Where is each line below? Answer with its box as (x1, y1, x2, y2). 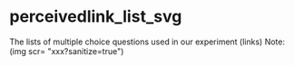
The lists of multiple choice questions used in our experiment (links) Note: (9, 36, 286, 47)
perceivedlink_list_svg (9, 6, 182, 27)
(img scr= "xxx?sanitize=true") (9, 45, 124, 56)
